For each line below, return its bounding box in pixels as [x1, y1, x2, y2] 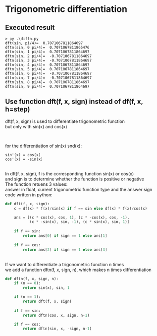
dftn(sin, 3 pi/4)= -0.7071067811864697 [5, 58, 92, 63]
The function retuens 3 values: [5, 181, 68, 187]
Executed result [5, 23, 55, 32]
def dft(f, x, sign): [5, 201, 50, 206]
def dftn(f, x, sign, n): [5, 276, 58, 281]
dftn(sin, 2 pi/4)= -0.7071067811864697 [5, 54, 92, 58]
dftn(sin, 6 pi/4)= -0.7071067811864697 [5, 71, 92, 76]
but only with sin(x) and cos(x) [5, 123, 68, 129]
